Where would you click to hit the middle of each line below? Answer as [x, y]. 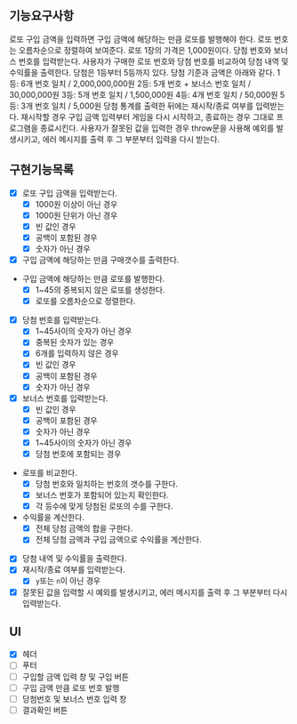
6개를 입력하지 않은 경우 [77, 353]
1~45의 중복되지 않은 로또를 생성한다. [100, 290]
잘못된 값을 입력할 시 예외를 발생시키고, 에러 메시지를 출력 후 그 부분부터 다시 [155, 592]
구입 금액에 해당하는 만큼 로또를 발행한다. [93, 279]
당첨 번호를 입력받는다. [61, 320]
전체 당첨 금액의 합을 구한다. [84, 528]
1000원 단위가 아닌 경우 [76, 215]
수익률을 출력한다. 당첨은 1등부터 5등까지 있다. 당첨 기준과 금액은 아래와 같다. [142, 72]
